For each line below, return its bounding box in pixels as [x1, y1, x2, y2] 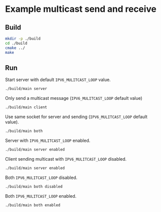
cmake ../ [5, 45, 26, 50]
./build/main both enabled [5, 203, 61, 208]
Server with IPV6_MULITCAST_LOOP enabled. [5, 137, 91, 143]
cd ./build [5, 41, 28, 45]
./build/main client [5, 105, 48, 110]
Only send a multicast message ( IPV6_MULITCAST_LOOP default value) [5, 95, 143, 101]
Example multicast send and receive [5, 3, 157, 15]
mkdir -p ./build [5, 36, 41, 41]
